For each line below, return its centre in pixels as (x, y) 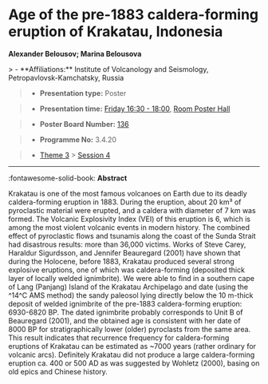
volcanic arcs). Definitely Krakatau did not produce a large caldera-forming (132, 354)
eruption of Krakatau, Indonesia (116, 32)
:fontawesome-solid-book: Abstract (68, 178)
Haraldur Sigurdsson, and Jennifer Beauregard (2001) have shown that (124, 252)
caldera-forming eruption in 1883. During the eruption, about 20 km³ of (125, 202)
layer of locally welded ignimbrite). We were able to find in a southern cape (132, 278)
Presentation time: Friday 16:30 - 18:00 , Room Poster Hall (135, 109)
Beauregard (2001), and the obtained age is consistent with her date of (124, 320)
